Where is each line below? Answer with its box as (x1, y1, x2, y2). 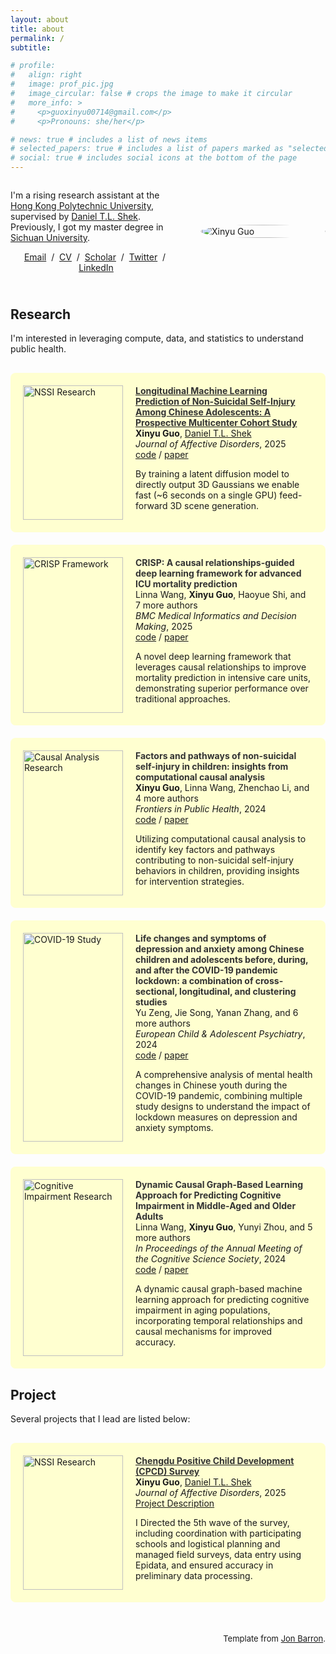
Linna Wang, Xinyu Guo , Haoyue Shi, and (135, 589, 307, 601)
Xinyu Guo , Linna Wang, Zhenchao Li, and (135, 782, 310, 794)
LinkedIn (78, 262, 114, 273)
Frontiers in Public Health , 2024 (135, 803, 267, 815)
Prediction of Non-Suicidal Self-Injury (135, 396, 296, 408)
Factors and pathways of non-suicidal (135, 750, 297, 762)
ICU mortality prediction (135, 578, 238, 590)
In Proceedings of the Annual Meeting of (135, 1242, 303, 1255)
